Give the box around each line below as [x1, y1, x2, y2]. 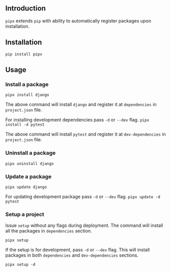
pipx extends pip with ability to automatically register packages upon [5, 17, 151, 24]
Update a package [5, 173, 52, 180]
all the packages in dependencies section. [5, 228, 92, 234]
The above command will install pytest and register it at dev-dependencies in [5, 131, 166, 137]
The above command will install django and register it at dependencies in [5, 101, 157, 108]
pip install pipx [5, 51, 43, 57]
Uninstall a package [5, 150, 56, 157]
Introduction [5, 4, 46, 13]
